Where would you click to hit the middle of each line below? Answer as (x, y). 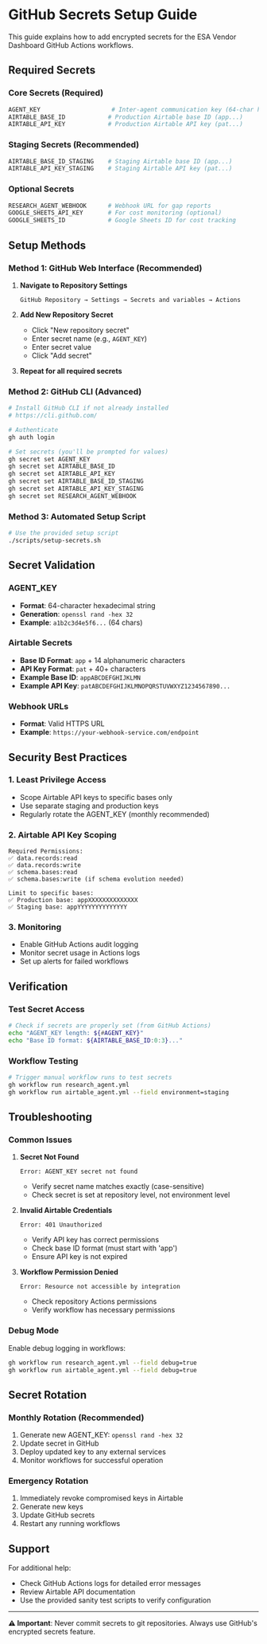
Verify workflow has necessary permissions (103, 1310)
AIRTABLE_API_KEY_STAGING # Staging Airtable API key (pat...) (120, 169)
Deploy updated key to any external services (93, 1452)
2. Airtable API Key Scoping (62, 834)
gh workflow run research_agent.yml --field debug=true (103, 1363)
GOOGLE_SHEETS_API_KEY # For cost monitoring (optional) (115, 213)
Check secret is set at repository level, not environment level (131, 1195)
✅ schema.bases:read (43, 873)
